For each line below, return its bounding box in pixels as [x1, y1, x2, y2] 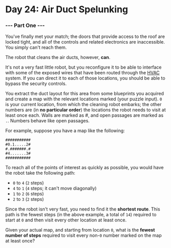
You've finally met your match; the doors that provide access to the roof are [5, 33, 165, 39]
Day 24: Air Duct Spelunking [5, 4, 129, 15]
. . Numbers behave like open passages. [5, 118, 90, 124]
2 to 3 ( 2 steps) [12, 196, 45, 202]
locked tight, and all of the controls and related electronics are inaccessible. [5, 39, 165, 45]
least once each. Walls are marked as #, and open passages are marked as [5, 112, 164, 118]
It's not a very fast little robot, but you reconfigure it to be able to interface [5, 64, 162, 70]
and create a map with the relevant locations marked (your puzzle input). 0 [5, 96, 162, 102]
